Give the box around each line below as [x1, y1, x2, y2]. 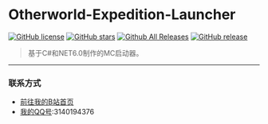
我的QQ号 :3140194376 [19, 107, 94, 117]
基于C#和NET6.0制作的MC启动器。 [27, 48, 144, 57]
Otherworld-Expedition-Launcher [8, 6, 236, 24]
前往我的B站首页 [19, 97, 74, 107]
